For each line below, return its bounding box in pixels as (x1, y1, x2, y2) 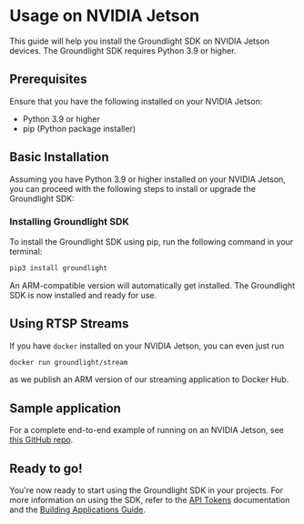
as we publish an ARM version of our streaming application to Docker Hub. (9, 374, 289, 385)
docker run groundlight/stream (9, 358, 128, 367)
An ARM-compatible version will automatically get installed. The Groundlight (9, 279, 296, 291)
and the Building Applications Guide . (9, 504, 147, 515)
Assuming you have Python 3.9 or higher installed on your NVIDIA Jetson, (9, 174, 287, 185)
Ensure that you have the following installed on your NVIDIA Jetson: (9, 96, 263, 106)
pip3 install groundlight (9, 263, 107, 273)
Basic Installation (9, 149, 109, 165)
